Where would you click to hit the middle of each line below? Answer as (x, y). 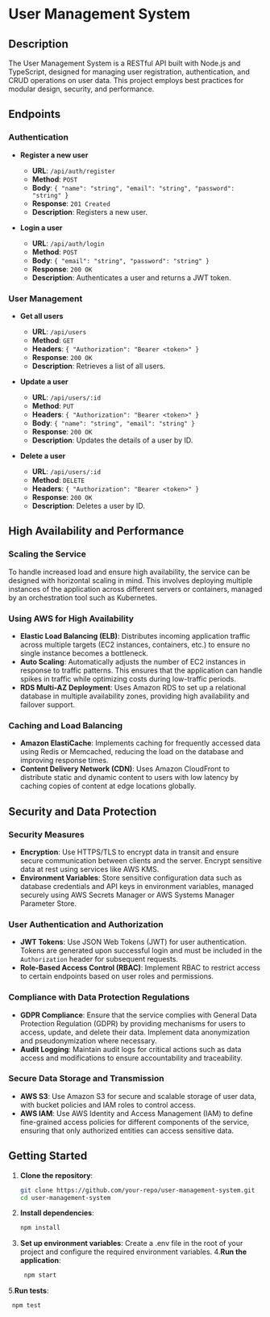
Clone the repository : (56, 1175)
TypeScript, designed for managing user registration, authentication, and (129, 72)
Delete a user (43, 455)
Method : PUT (53, 405)
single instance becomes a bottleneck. (84, 653)
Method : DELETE (58, 480)
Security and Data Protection (83, 811)
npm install (40, 1228)
